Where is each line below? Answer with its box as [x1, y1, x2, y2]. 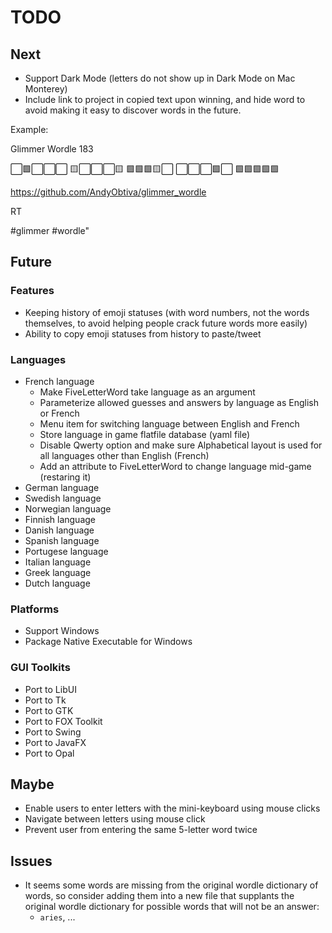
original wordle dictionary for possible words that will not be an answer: [24, 901, 320, 913]
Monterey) [24, 83, 68, 95]
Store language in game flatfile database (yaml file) [39, 428, 251, 440]
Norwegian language [24, 502, 112, 515]
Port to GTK [24, 704, 74, 716]
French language [24, 375, 95, 387]
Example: [10, 124, 49, 135]
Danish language [24, 524, 95, 536]
